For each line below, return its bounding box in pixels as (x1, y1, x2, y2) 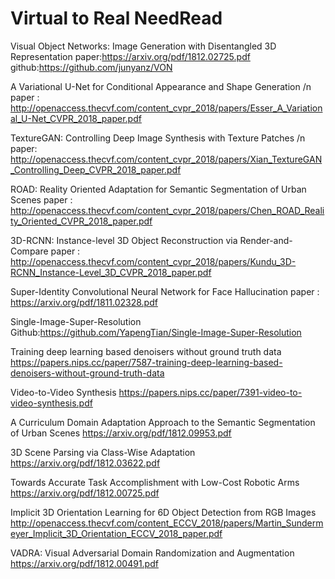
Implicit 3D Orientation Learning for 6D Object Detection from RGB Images (10, 506, 317, 518)
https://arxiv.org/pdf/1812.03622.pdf (10, 457, 161, 469)
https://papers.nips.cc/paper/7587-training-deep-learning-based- (10, 356, 283, 368)
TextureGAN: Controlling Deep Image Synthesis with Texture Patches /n (10, 132, 306, 144)
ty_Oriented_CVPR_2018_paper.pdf (10, 215, 153, 227)
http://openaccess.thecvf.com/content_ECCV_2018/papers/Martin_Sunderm (10, 517, 324, 529)
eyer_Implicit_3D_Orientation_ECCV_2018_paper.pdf (10, 527, 223, 539)
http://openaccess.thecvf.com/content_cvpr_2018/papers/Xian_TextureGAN (10, 153, 323, 165)
